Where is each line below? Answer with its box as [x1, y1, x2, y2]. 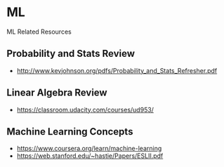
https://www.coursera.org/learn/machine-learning [16, 145, 162, 153]
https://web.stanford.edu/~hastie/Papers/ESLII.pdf [16, 152, 164, 160]
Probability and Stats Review [6, 48, 135, 60]
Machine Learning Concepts [6, 126, 133, 138]
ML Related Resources [6, 27, 72, 36]
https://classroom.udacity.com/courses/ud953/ [16, 105, 154, 114]
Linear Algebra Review [6, 87, 107, 99]
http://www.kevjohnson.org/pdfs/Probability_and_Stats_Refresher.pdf [16, 66, 218, 74]
